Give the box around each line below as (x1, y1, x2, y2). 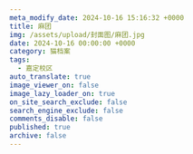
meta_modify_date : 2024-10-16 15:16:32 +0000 (9, 13, 184, 23)
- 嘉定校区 (17, 64, 53, 73)
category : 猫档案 (9, 47, 71, 56)
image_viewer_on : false (9, 81, 100, 90)
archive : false (9, 131, 67, 140)
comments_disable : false (9, 114, 103, 123)
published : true (9, 123, 71, 132)
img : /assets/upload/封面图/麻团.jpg (9, 30, 145, 39)
